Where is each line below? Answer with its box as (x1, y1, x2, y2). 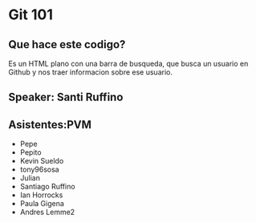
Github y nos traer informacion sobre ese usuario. (8, 67, 173, 77)
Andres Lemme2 (19, 207, 75, 217)
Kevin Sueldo (19, 156, 64, 166)
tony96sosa (19, 164, 59, 174)
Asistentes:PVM (8, 118, 92, 132)
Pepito (19, 148, 42, 157)
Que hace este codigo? (8, 38, 126, 51)
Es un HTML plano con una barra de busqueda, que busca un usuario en (8, 59, 249, 68)
